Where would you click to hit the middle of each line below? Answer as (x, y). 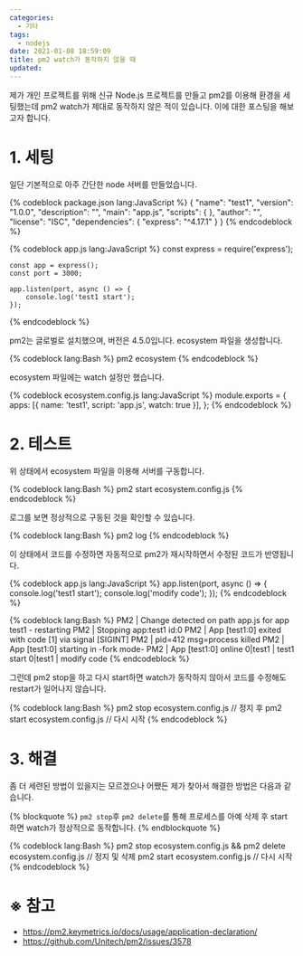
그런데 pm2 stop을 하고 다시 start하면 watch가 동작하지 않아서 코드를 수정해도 (148, 677)
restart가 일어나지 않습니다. (58, 688)
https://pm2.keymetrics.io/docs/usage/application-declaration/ (140, 932)
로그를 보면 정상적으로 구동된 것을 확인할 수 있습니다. (102, 517)
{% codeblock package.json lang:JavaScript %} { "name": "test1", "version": (151, 202)
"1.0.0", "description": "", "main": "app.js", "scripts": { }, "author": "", (136, 212)
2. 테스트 (41, 444)
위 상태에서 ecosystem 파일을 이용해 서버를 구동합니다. (107, 470)
